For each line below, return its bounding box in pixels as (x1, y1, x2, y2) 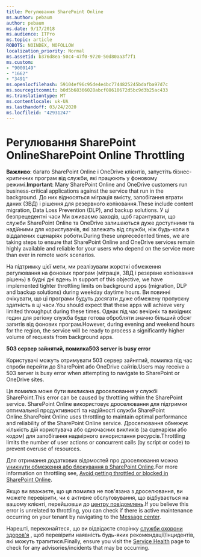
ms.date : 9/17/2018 (6, 25, 55, 32)
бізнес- (173, 168, 192, 175)
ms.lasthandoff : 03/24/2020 (6, 104, 77, 110)
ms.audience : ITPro (6, 31, 55, 37)
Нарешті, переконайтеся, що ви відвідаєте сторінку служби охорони (6, 525, 184, 532)
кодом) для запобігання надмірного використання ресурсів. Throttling (6, 432, 185, 440)
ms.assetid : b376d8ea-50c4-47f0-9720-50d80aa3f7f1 (6, 54, 136, 60)
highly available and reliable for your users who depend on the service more (6, 245, 195, 252)
